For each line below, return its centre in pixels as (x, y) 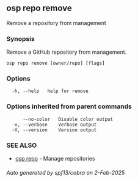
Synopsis (20, 38)
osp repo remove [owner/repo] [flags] (56, 64)
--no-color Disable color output (68, 119)
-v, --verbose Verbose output (54, 125)
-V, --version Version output (54, 130)
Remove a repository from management (56, 23)
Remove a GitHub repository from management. (67, 52)
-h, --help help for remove (50, 91)
